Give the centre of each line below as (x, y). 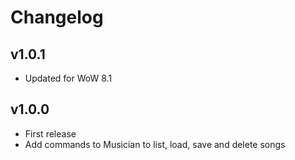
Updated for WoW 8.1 (68, 78)
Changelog (57, 17)
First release (50, 133)
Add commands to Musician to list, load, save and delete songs (155, 144)
